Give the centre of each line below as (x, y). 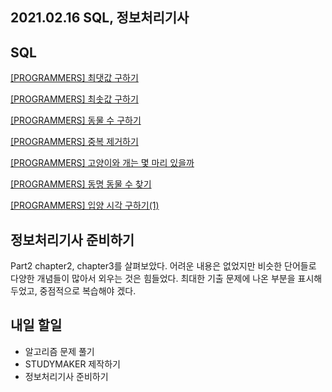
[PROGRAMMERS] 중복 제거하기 (74, 142)
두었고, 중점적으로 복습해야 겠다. (73, 291)
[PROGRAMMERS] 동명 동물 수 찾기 (81, 184)
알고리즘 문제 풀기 (59, 351)
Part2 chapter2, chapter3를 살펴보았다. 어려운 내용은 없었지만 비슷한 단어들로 (163, 266)
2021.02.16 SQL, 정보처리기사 (100, 18)
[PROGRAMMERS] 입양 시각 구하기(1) (85, 205)
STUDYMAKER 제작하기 (72, 364)
